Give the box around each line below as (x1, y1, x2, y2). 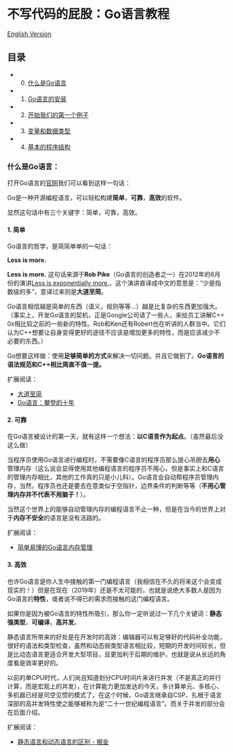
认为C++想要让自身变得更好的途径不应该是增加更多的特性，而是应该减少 (7, 329, 214, 337)
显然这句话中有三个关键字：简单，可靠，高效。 (7, 209, 141, 217)
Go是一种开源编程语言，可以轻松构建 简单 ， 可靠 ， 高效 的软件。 (7, 193, 186, 202)
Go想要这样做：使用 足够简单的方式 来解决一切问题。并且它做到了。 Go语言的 (7, 351, 224, 360)
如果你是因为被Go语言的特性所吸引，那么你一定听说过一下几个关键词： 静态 (7, 609, 222, 618)
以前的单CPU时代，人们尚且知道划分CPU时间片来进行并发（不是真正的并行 (7, 673, 222, 681)
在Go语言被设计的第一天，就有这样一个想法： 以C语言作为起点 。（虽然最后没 (7, 432, 224, 441)
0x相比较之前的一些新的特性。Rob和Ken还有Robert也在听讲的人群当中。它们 (7, 320, 226, 328)
